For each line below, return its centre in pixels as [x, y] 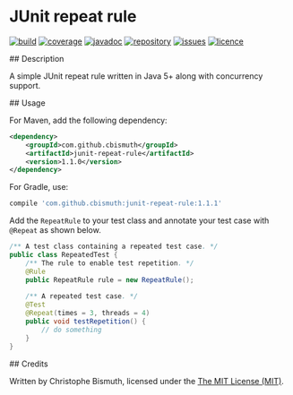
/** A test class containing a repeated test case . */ [114, 247]
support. [25, 85]
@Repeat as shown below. [55, 230]
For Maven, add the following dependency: [88, 120]
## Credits [29, 364]
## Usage [28, 103]
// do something [72, 330]
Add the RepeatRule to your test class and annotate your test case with [139, 220]
